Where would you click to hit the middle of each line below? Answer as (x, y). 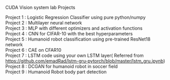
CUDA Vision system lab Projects (40, 7)
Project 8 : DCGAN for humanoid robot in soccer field (62, 66)
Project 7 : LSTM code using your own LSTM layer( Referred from (74, 55)
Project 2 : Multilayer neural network (44, 23)
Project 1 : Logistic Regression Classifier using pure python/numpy (75, 17)
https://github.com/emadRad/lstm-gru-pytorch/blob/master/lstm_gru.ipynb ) (85, 61)
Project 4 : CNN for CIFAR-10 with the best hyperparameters (69, 34)
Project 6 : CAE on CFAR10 (33, 50)
